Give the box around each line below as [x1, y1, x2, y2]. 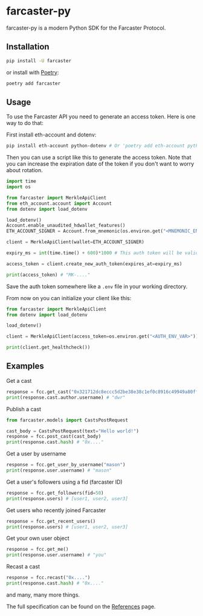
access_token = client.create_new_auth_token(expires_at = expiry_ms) [6, 261, 182, 267]
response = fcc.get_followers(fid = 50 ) [6, 490, 104, 496]
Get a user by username [6, 450, 66, 457]
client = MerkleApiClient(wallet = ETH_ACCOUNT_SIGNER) [6, 239, 145, 245]
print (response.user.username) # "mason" [6, 467, 112, 473]
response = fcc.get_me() [6, 547, 69, 553]
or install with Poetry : [6, 68, 59, 76]
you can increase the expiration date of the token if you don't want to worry [6, 160, 195, 167]
